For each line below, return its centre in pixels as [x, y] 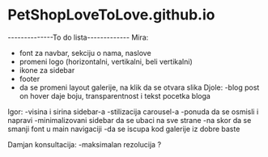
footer [30, 78]
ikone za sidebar [47, 70]
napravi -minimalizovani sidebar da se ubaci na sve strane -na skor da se [130, 120]
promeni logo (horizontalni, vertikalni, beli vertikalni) [106, 62]
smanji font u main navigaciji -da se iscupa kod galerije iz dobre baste [124, 129]
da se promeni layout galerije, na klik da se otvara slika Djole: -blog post [139, 87]
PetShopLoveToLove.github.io [111, 15]
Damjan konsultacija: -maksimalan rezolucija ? [85, 144]
